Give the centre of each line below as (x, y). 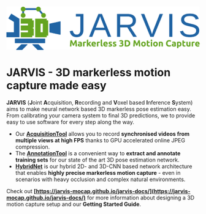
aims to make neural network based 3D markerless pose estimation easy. (99, 109)
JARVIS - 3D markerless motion (89, 72)
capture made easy (56, 85)
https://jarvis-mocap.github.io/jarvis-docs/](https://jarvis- (113, 191)
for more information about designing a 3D (141, 197)
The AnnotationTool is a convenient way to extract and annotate (98, 153)
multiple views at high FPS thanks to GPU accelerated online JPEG (100, 140)
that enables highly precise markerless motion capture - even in (98, 172)
